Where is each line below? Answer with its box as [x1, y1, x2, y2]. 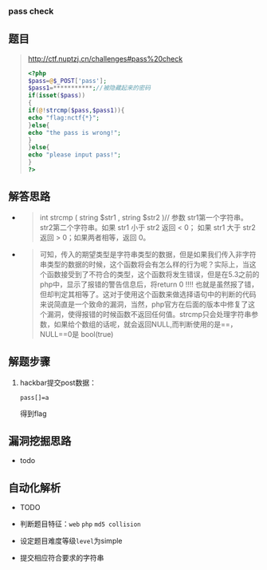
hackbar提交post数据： [19, 378, 97, 387]
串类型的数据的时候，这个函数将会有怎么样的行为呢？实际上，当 [39, 259, 249, 269]
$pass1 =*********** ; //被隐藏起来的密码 [27, 84, 151, 93]
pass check [8, 6, 54, 17]
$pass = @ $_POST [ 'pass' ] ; [27, 77, 108, 85]
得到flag [19, 409, 47, 418]
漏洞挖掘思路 [8, 434, 72, 448]
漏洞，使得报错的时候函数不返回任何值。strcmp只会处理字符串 [46, 309, 252, 319]
